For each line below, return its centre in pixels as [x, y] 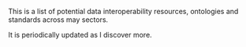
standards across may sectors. [58, 20]
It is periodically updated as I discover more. [80, 35]
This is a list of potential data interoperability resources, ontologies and [123, 11]
